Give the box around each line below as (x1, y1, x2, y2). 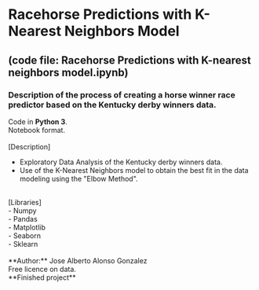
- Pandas (8, 214, 38, 223)
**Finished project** (8, 273, 76, 282)
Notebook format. (8, 125, 65, 134)
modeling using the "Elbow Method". (19, 174, 139, 183)
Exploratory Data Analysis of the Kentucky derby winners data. (19, 157, 223, 167)
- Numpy (8, 206, 37, 215)
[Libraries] (8, 197, 42, 207)
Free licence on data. (8, 264, 77, 273)
